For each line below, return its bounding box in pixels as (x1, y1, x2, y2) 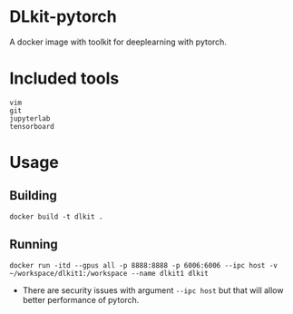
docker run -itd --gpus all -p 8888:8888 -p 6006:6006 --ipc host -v (9, 260, 278, 270)
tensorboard (9, 122, 54, 131)
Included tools (9, 68, 120, 89)
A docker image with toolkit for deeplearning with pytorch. (9, 36, 227, 47)
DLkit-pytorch (9, 6, 118, 27)
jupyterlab (9, 113, 51, 123)
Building (9, 188, 57, 203)
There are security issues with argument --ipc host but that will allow (22, 284, 284, 296)
